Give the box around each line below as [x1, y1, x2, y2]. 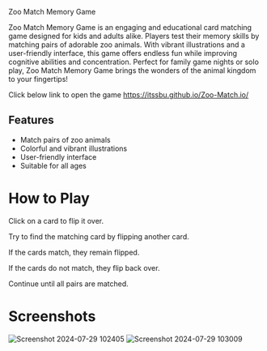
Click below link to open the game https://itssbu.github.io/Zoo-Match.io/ [8, 90, 249, 100]
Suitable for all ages [19, 161, 87, 170]
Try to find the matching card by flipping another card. [8, 231, 189, 242]
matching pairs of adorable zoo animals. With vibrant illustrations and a [8, 40, 245, 49]
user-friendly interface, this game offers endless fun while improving [8, 49, 237, 58]
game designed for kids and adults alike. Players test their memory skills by [8, 32, 260, 41]
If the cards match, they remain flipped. [8, 247, 140, 257]
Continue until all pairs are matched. [8, 279, 129, 289]
